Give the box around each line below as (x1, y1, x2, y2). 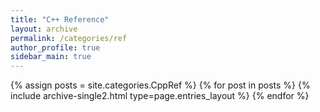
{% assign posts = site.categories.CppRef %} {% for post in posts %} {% (10, 79, 311, 91)
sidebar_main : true (10, 52, 92, 62)
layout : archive (10, 24, 78, 34)
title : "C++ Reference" (10, 14, 110, 25)
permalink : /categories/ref (10, 33, 128, 43)
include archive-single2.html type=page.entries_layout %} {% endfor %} (10, 90, 310, 102)
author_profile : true (10, 42, 101, 53)
